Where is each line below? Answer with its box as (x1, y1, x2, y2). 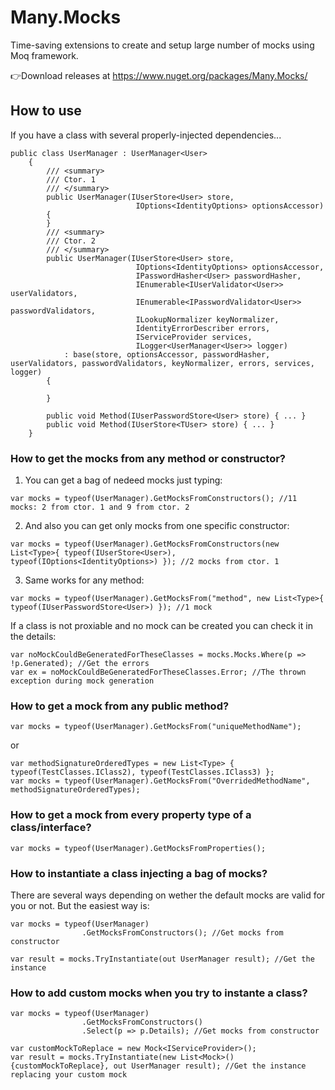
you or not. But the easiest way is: (10, 899, 150, 911)
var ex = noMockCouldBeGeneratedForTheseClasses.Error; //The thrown (10, 667, 307, 678)
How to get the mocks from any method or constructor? (10, 451, 287, 465)
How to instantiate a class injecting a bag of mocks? (10, 866, 268, 880)
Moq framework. (10, 49, 79, 61)
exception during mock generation (10, 676, 155, 686)
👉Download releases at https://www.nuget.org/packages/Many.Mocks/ (10, 69, 308, 81)
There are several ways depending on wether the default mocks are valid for (10, 889, 326, 901)
